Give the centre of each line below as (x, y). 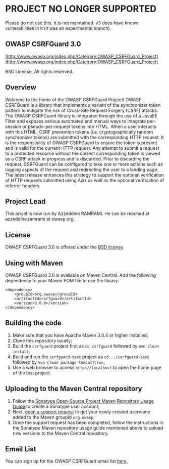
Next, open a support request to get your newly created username (81, 412)
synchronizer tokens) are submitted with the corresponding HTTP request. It (84, 137)
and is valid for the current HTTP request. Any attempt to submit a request (82, 148)
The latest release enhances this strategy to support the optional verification (84, 175)
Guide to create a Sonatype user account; (56, 406)
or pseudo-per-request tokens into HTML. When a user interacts (89, 126)
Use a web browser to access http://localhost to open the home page (87, 367)
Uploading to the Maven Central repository (74, 389)
